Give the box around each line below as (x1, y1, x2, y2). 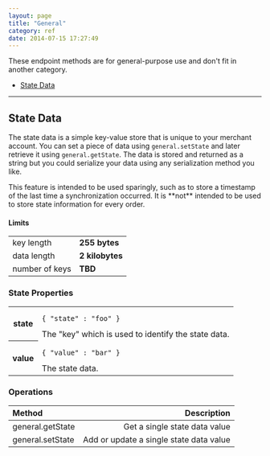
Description (184, 407, 231, 418)
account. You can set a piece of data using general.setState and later (8, 142, 241, 151)
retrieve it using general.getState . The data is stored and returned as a (8, 150, 243, 159)
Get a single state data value (123, 421, 231, 432)
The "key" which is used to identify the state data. (41, 328, 230, 339)
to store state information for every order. (8, 199, 145, 209)
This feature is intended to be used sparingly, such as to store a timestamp (8, 183, 256, 192)
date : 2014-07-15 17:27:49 (8, 34, 99, 43)
